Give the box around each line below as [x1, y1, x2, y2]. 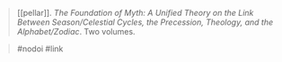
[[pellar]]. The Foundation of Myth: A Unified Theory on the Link [16, 8, 254, 18]
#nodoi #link [16, 43, 64, 54]
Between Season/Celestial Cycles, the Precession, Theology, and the [16, 17, 274, 27]
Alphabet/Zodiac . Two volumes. [16, 27, 136, 36]
